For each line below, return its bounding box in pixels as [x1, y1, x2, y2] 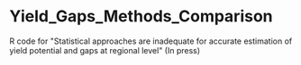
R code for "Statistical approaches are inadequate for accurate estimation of [9, 36, 293, 46]
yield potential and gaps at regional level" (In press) [9, 45, 201, 55]
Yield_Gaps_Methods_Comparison [9, 6, 273, 27]
